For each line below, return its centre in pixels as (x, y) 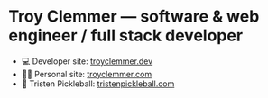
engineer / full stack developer (126, 36)
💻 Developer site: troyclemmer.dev (87, 61)
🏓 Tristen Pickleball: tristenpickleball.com (98, 84)
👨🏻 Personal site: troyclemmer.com (87, 74)
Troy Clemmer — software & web (134, 17)
